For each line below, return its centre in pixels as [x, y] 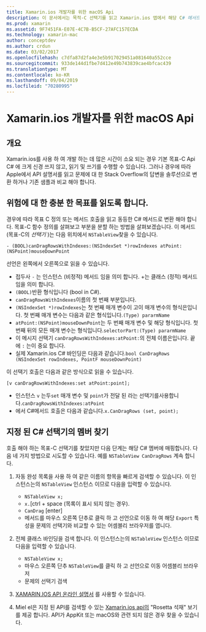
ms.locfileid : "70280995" [39, 87]
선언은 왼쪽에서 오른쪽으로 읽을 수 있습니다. [58, 263]
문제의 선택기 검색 [46, 581]
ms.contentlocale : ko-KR [38, 75]
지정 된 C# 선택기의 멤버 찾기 [58, 432]
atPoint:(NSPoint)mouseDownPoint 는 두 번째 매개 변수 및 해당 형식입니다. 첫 [107, 322]
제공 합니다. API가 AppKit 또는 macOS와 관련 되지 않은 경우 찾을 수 [102, 615]
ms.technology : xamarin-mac [42, 35]
